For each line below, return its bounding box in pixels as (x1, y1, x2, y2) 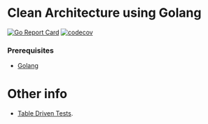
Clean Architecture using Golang (7, 5, 202, 21)
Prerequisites (7, 46, 54, 55)
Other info (7, 86, 68, 102)
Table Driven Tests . (17, 109, 74, 118)
